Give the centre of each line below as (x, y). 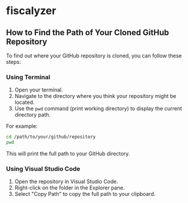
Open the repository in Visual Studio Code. (66, 182)
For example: (22, 126)
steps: (14, 62)
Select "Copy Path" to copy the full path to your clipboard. (85, 194)
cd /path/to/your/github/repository (51, 137)
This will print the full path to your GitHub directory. (68, 154)
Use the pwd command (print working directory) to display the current (98, 109)
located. (24, 102)
